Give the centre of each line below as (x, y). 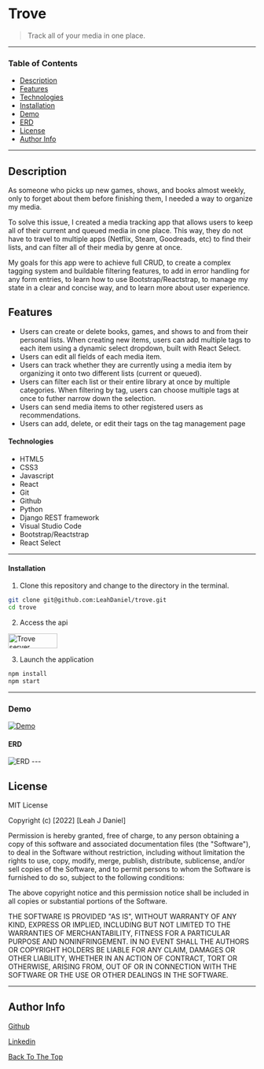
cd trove (22, 607)
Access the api (44, 622)
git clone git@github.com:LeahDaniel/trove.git (88, 600)
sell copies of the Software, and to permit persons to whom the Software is (130, 869)
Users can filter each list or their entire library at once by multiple (125, 381)
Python (31, 510)
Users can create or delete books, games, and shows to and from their (134, 331)
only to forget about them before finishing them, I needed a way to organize (130, 199)
